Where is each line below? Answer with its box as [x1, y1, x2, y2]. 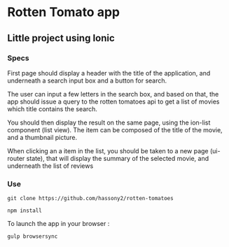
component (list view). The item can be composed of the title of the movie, [7, 125, 223, 134]
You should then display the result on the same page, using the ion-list [7, 118, 211, 127]
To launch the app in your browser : [7, 220, 110, 228]
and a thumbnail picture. [7, 133, 78, 141]
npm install [7, 207, 42, 214]
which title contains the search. [7, 104, 98, 113]
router [7, 154, 25, 162]
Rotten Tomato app [7, 4, 120, 20]
